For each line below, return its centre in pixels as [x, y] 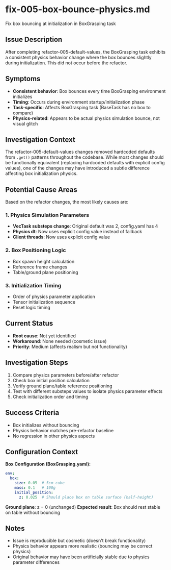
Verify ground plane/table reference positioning [62, 386]
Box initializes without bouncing [46, 425]
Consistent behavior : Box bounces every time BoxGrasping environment [89, 91]
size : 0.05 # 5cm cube [40, 483]
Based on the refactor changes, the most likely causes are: [67, 202]
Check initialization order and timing [50, 396]
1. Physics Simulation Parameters [47, 215]
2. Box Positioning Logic [36, 250]
